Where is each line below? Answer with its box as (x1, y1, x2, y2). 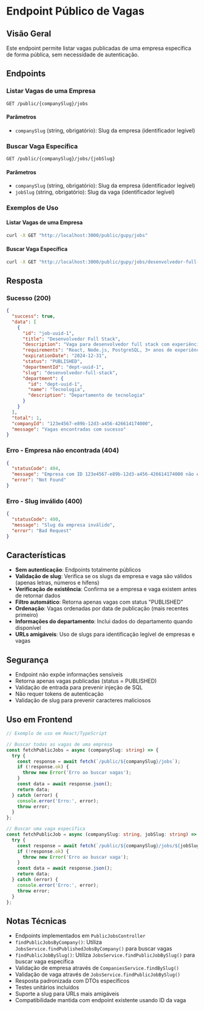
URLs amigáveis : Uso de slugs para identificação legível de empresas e (15, 630, 195, 638)
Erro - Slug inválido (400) (6, 497, 83, 505)
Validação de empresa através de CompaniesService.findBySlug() (15, 964, 179, 972)
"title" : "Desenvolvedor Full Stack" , (22, 336, 121, 342)
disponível (15, 624, 41, 632)
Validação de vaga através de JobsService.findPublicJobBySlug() (15, 971, 181, 978)
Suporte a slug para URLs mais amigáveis (15, 990, 120, 997)
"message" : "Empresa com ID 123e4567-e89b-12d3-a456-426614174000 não (12, 471, 194, 477)
